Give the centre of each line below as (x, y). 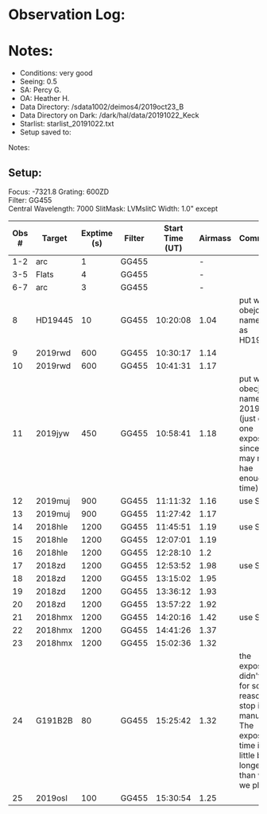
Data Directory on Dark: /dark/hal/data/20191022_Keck (109, 115)
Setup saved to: (45, 132)
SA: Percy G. (41, 90)
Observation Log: (67, 15)
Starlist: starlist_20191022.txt (67, 124)
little (247, 755)
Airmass (215, 238)
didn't (250, 676)
